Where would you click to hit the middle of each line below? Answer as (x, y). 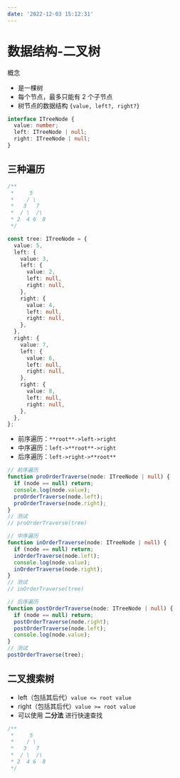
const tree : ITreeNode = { (47, 239)
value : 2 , (41, 272)
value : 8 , (41, 391)
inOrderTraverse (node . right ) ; (58, 569)
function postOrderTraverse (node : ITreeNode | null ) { (90, 608)
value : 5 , (28, 245)
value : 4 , (41, 305)
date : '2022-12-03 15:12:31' (51, 14)
